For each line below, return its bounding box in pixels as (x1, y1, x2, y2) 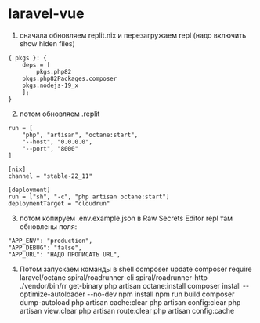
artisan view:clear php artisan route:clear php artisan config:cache (19, 306, 235, 315)
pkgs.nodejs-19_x (22, 82, 79, 89)
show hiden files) (19, 38, 76, 48)
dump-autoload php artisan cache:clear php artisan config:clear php (19, 297, 241, 307)
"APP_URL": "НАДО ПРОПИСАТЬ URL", (8, 250, 121, 259)
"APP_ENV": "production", (8, 237, 92, 245)
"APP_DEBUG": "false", (8, 244, 82, 252)
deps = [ (22, 60, 51, 69)
